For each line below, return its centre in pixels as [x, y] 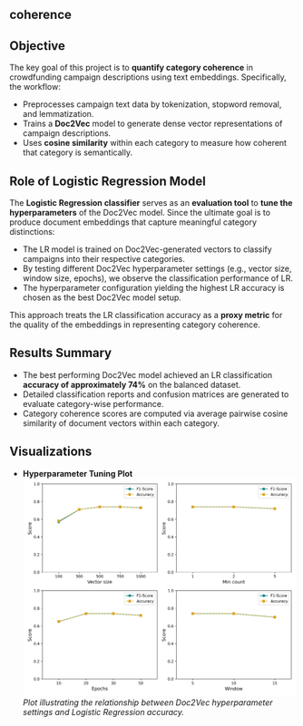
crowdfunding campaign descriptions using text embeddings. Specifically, [148, 77]
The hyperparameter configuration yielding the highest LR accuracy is [153, 288]
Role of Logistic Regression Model [108, 181]
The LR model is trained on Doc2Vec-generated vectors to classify [147, 249]
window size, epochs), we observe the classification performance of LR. [157, 278]
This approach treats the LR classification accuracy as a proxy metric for [146, 315]
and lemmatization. [58, 114]
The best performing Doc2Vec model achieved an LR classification [147, 374]
